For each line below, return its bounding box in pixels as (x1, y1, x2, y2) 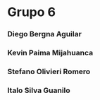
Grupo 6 (7, 4, 56, 20)
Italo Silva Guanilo (7, 85, 70, 95)
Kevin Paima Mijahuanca (7, 48, 94, 58)
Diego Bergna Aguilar (7, 29, 82, 39)
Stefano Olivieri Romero (7, 66, 91, 76)
